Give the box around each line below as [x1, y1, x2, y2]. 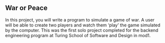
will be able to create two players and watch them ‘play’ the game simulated [5, 22, 161, 28]
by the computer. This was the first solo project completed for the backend [5, 27, 159, 33]
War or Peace [5, 4, 48, 12]
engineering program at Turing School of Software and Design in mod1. [5, 32, 151, 38]
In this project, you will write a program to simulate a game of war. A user [5, 17, 155, 22]
